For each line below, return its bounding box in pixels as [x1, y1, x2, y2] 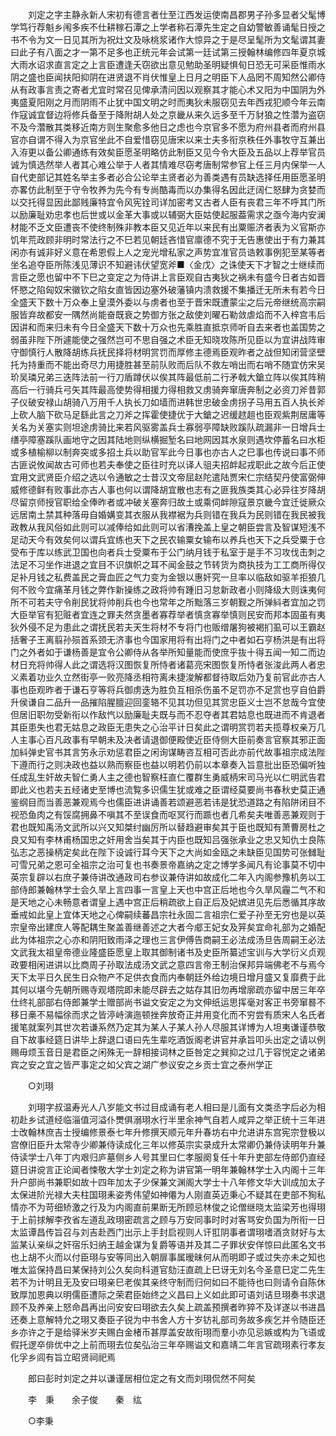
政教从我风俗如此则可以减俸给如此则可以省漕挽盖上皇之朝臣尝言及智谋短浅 [10, 521, 317, 533]
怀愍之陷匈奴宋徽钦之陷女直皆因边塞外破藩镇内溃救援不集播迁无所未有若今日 [10, 284, 326, 295]
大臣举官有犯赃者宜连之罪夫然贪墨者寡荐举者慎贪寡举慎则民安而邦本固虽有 [10, 609, 317, 620]
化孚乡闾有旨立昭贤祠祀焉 [10, 1351, 116, 1363]
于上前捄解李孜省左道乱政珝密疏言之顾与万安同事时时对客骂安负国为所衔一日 [10, 1214, 326, 1225]
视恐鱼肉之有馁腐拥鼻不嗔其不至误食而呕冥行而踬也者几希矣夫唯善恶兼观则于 [10, 809, 326, 820]
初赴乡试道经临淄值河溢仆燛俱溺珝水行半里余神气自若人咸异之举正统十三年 [10, 1114, 317, 1125]
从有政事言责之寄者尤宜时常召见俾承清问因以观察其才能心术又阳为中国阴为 [10, 84, 317, 95]
